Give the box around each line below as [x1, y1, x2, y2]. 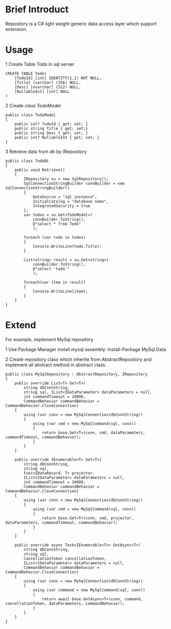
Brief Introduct [5, 4, 69, 15]
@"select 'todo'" [32, 266, 70, 271]
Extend [5, 320, 36, 331]
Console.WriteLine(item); [32, 289, 88, 294]
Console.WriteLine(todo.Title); [32, 244, 102, 249]
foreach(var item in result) [24, 280, 86, 285]
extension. [5, 26, 28, 32]
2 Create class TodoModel [5, 102, 61, 108]
